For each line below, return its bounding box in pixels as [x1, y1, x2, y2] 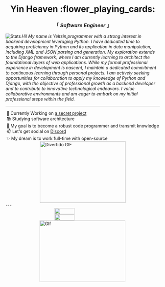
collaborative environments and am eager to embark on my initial [5, 91, 138, 97]
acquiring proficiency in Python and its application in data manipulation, [5, 44, 152, 50]
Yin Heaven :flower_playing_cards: [10, 3, 156, 15]
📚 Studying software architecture [6, 116, 75, 122]
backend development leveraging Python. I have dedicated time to [5, 38, 140, 45]
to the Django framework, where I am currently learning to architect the [5, 54, 150, 60]
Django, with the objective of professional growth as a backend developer [5, 80, 156, 87]
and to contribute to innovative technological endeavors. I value [5, 86, 135, 92]
